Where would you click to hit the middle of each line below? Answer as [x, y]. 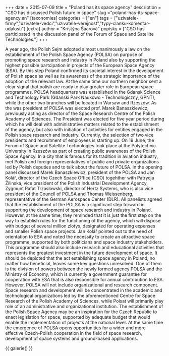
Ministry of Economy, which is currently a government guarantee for [76, 274]
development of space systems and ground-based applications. [72, 338]
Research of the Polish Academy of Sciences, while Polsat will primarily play [84, 301]
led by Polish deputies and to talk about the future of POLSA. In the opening [84, 167]
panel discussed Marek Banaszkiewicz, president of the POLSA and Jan [80, 172]
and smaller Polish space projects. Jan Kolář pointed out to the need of [79, 231]
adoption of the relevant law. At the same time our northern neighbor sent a [83, 81]
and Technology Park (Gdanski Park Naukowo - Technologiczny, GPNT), [80, 97]
